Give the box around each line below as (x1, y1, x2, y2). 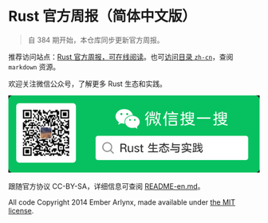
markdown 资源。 (8, 61, 61, 72)
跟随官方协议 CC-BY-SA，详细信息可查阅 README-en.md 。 (8, 182, 205, 191)
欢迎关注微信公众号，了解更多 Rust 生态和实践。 (8, 79, 167, 88)
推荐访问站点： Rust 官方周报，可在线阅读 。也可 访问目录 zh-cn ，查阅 (8, 52, 234, 61)
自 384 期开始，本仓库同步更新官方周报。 (27, 35, 165, 45)
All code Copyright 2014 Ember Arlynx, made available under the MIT (8, 198, 236, 207)
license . (8, 206, 34, 216)
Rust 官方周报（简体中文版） (8, 7, 197, 25)
